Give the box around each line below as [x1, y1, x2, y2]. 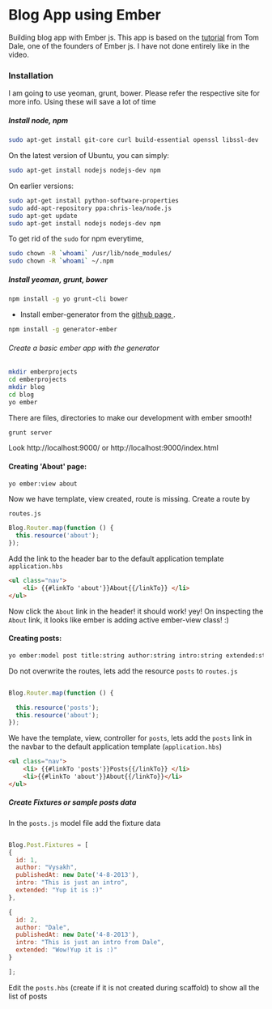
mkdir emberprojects [8, 368, 79, 376]
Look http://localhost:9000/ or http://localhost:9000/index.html [8, 443, 219, 453]
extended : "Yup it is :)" [15, 886, 104, 894]
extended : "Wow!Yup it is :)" [15, 946, 117, 954]
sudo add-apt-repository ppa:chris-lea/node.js [8, 204, 172, 212]
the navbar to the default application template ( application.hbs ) [8, 742, 223, 751]
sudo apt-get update [8, 212, 79, 220]
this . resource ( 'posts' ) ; [15, 703, 100, 712]
